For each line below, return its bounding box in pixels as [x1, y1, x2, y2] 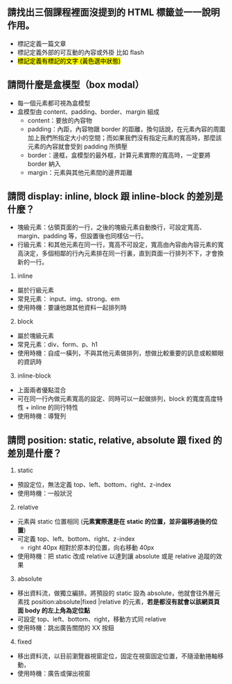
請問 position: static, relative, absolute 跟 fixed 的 [7, 434, 223, 446]
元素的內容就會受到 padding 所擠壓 [27, 142, 128, 151]
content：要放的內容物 [27, 116, 92, 124]
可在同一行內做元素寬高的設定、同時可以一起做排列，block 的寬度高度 [17, 394, 217, 403]
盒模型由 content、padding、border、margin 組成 [17, 107, 160, 116]
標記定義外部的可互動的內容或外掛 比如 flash [17, 48, 144, 56]
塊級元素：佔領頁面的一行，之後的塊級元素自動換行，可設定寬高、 [17, 223, 206, 231]
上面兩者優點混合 [17, 386, 66, 394]
